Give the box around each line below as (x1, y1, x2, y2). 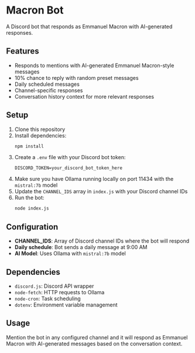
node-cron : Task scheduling (14, 295, 81, 302)
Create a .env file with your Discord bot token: (14, 154, 126, 161)
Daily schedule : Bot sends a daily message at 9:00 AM (14, 244, 148, 251)
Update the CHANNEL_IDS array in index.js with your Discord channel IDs (14, 188, 188, 195)
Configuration (6, 221, 59, 232)
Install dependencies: (14, 132, 67, 139)
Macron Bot (6, 4, 64, 17)
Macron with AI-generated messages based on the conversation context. (6, 340, 183, 347)
